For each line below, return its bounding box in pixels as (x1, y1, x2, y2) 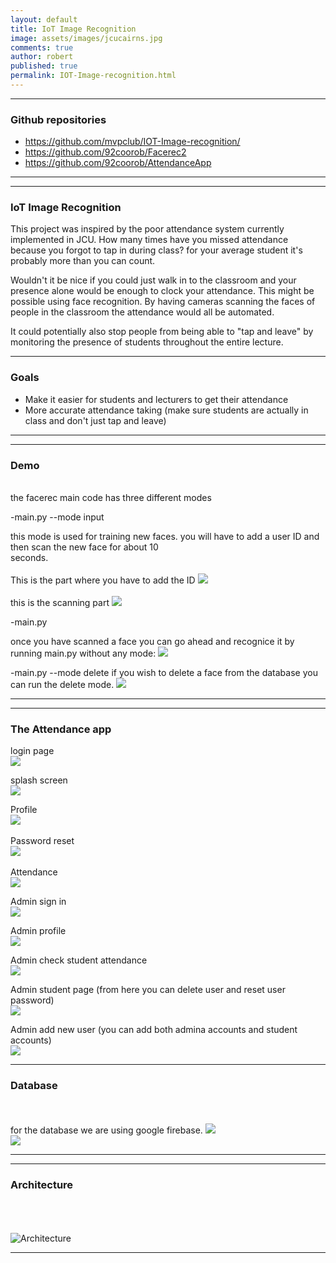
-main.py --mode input (10, 511, 105, 523)
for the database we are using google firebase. (10, 1124, 203, 1136)
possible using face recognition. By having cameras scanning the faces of (10, 296, 316, 308)
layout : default (10, 14, 78, 25)
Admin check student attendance (10, 954, 148, 966)
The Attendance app (10, 722, 112, 736)
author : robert (10, 52, 74, 62)
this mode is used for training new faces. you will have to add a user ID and (10, 531, 320, 543)
